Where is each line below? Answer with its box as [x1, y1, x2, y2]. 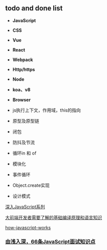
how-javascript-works [5, 224, 51, 230]
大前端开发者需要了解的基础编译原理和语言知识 [5, 214, 102, 220]
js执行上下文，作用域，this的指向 [12, 107, 81, 113]
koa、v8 [12, 86, 31, 92]
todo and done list [5, 4, 63, 13]
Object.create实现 [12, 182, 50, 188]
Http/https [12, 66, 35, 72]
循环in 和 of [12, 150, 37, 156]
